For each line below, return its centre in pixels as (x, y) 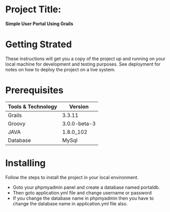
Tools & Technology (33, 106)
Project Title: (33, 9)
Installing (26, 163)
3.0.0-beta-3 (79, 123)
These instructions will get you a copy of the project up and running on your (85, 59)
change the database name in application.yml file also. (70, 203)
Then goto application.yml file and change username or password (82, 192)
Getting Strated (39, 44)
